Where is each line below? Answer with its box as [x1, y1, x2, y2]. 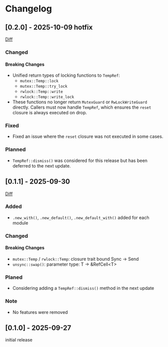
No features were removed [12, 309, 68, 315]
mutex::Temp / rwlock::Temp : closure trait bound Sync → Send [12, 256, 139, 262]
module [12, 220, 29, 226]
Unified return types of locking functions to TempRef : [12, 72, 120, 78]
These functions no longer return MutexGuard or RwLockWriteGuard [12, 99, 147, 105]
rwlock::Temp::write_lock [20, 95, 74, 100]
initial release [5, 337, 33, 343]
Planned [5, 146, 26, 153]
